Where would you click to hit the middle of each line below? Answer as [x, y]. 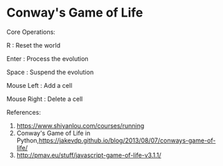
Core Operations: [31, 32]
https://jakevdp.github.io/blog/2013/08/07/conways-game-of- [127, 140]
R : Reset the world [33, 45]
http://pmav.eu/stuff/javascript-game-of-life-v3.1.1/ [89, 155]
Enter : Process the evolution [47, 58]
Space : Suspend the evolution [50, 72]
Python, [28, 140]
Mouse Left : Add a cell [39, 85]
